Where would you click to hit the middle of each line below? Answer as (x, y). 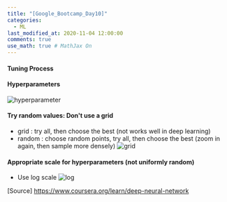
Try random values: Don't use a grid (60, 116)
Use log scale (37, 178)
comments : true (29, 40)
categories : (24, 20)
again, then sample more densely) (66, 146)
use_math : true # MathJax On (50, 46)
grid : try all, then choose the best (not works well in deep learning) (114, 131)
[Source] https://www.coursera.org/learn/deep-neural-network (98, 191)
